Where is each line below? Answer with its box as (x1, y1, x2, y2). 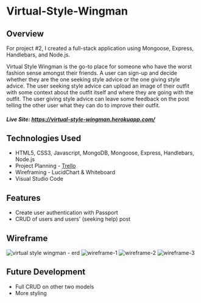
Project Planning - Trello (15, 162, 76, 170)
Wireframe (6, 233, 48, 243)
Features (6, 193, 41, 203)
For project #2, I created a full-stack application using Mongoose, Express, (6, 44, 194, 52)
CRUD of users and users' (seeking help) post (15, 215, 131, 223)
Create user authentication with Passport (15, 209, 119, 217)
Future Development (6, 266, 86, 277)
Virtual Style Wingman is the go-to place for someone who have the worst (6, 63, 192, 70)
